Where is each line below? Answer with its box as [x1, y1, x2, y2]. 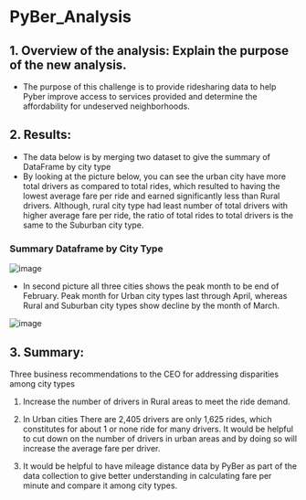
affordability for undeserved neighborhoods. [22, 101, 190, 112]
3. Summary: [9, 345, 85, 360]
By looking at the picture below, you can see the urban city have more [22, 171, 286, 182]
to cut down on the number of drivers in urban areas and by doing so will [22, 432, 298, 444]
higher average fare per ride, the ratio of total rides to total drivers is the [22, 209, 294, 220]
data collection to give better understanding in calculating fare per [22, 470, 272, 481]
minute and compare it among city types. [22, 480, 178, 491]
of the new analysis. [9, 57, 127, 72]
